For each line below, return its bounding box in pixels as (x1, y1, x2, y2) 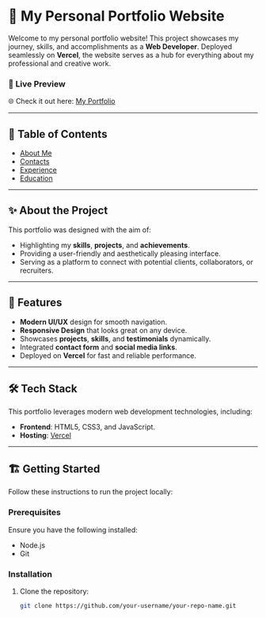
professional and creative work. (8, 59, 112, 68)
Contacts (19, 157, 50, 166)
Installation (8, 568, 53, 579)
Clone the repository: (19, 586, 89, 596)
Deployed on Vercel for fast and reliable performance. (19, 350, 196, 360)
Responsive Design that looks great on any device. (19, 325, 188, 335)
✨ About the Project (8, 204, 108, 217)
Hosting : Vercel (19, 431, 71, 441)
